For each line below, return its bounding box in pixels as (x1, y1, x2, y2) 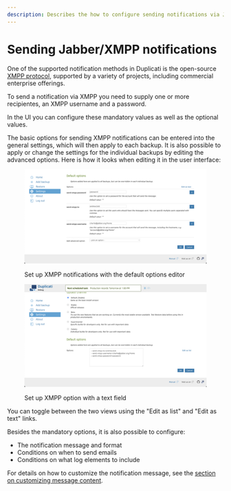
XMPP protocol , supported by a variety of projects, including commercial (7, 72, 214, 80)
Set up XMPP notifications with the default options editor (24, 270, 186, 279)
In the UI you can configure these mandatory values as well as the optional (7, 113, 219, 121)
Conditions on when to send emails (16, 448, 117, 457)
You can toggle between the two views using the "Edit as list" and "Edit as (7, 407, 217, 415)
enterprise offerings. (7, 79, 65, 87)
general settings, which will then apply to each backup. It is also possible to (7, 141, 221, 149)
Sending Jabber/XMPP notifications (7, 41, 217, 57)
